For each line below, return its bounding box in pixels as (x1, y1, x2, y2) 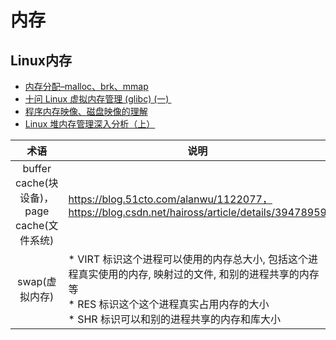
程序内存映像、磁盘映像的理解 (24, 106, 148, 117)
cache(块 (15, 176, 59, 190)
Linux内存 (10, 52, 72, 69)
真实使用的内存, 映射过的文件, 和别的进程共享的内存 (78, 267, 320, 281)
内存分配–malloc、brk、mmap (24, 81, 149, 92)
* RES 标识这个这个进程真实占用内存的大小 (68, 297, 270, 311)
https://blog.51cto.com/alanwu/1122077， (68, 192, 273, 206)
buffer (22, 162, 52, 175)
